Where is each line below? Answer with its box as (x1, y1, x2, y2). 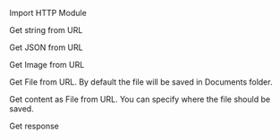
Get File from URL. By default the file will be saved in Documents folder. (9, 77, 273, 87)
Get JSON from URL (9, 42, 83, 53)
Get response (9, 120, 60, 131)
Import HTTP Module (9, 8, 87, 18)
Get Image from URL (9, 60, 85, 70)
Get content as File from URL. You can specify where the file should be (9, 94, 271, 104)
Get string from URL (9, 25, 83, 35)
